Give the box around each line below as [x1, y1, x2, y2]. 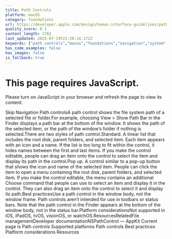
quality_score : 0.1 [5, 27, 47, 32]
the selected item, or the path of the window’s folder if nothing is [5, 126, 142, 132]
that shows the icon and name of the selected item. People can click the [5, 164, 157, 170]
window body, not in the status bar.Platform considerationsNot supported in [5, 207, 165, 213]
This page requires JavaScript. [5, 77, 139, 89]
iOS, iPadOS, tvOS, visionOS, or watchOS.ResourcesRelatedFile [5, 213, 139, 219]
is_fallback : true [5, 55, 45, 60]
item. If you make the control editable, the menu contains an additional [5, 175, 154, 181]
